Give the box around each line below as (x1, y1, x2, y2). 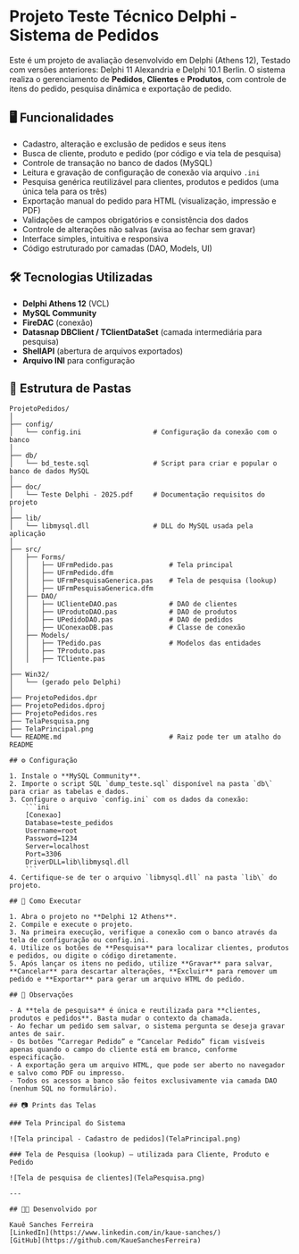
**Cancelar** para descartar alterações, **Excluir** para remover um (9, 967, 278, 976)
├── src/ (9, 545, 42, 555)
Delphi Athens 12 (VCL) (21, 297, 110, 309)
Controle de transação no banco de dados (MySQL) (21, 157, 213, 168)
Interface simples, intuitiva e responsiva (21, 233, 170, 244)
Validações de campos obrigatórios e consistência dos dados (21, 214, 249, 225)
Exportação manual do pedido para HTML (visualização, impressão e (21, 195, 277, 206)
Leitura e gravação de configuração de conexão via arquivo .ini (21, 167, 261, 178)
